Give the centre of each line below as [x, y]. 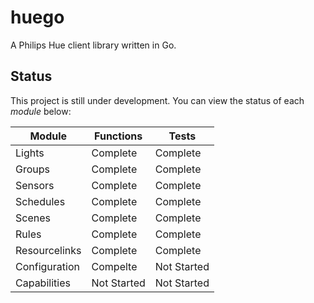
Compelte [114, 266]
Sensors [35, 185]
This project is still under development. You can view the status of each [157, 100]
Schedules [40, 201]
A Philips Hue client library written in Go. [93, 45]
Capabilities [43, 283]
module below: [41, 111]
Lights [30, 153]
